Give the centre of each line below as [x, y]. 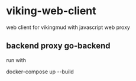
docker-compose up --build [40, 72]
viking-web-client [51, 11]
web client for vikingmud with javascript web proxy [68, 27]
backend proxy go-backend [58, 46]
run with [16, 60]
